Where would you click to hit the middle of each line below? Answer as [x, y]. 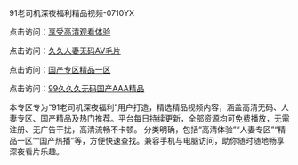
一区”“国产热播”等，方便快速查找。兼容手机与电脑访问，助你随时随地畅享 [150, 141]
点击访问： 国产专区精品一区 [60, 70]
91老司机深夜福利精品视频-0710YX [72, 13]
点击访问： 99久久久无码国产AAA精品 [77, 88]
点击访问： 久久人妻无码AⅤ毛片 [65, 51]
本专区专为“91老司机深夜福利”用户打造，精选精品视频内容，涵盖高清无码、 [145, 107]
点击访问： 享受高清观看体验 [60, 32]
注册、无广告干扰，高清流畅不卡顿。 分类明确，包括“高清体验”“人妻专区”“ [144, 130]
